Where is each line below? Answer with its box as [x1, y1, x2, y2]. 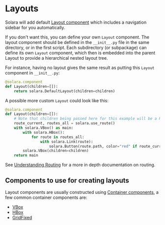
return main [14, 153, 38, 158]
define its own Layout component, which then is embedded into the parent [5, 50, 156, 56]
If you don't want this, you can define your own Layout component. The [5, 34, 150, 40]
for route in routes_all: [31, 134, 84, 140]
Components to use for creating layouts [5, 176, 129, 185]
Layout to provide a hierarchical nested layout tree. [5, 55, 108, 61]
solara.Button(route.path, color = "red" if [49, 144, 137, 149]
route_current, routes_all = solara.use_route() [14, 121, 115, 126]
